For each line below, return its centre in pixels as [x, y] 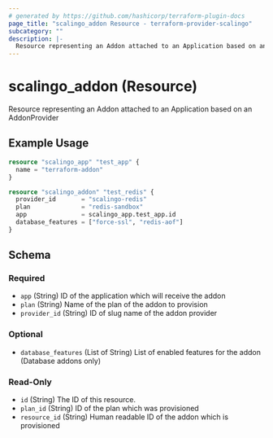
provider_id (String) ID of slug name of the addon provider [119, 313]
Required [27, 278]
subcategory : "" [36, 31]
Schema [30, 255]
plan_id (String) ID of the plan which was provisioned [109, 409]
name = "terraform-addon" [60, 169]
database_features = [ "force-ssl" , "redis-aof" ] [100, 222]
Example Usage [49, 143]
